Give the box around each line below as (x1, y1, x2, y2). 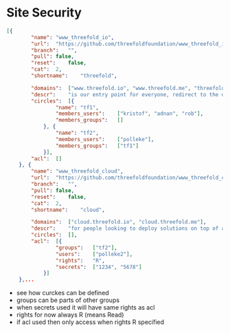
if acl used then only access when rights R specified (16, 318, 165, 326)
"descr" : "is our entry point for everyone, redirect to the (31, 91, 219, 98)
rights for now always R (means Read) (16, 311, 124, 319)
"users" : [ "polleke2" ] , (55, 250, 133, 257)
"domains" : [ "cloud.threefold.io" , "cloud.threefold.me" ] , (31, 219, 207, 226)
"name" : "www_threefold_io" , (31, 34, 115, 41)
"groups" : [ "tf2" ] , (55, 244, 117, 251)
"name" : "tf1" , (55, 104, 99, 111)
